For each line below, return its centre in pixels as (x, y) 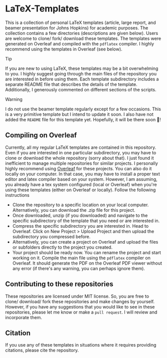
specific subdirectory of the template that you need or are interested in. (86, 221)
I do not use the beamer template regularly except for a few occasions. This (83, 109)
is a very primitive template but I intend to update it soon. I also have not (79, 114)
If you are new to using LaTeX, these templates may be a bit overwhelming (82, 68)
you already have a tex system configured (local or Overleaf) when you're (81, 184)
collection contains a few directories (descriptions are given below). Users (82, 33)
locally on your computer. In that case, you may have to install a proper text (82, 174)
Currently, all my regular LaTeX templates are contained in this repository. (81, 147)
